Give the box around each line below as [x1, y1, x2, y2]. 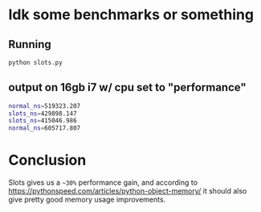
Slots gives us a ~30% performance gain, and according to [8, 178, 198, 187]
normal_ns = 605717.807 [8, 124, 81, 133]
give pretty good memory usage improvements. [8, 194, 166, 205]
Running [8, 38, 52, 51]
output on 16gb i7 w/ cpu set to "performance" [8, 81, 247, 94]
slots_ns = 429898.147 [8, 110, 78, 118]
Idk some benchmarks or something [8, 6, 255, 24]
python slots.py [8, 58, 63, 66]
